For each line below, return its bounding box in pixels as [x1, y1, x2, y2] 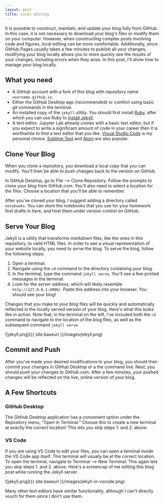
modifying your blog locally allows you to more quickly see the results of [5, 51, 151, 57]
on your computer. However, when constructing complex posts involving [5, 35, 151, 42]
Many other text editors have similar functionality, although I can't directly [5, 488, 154, 494]
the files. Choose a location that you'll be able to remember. [5, 188, 126, 194]
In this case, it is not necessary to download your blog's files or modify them [5, 30, 159, 36]
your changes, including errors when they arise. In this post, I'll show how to [5, 56, 159, 62]
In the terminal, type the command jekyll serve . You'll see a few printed [12, 271, 159, 277]
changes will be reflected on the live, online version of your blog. [5, 374, 136, 380]
